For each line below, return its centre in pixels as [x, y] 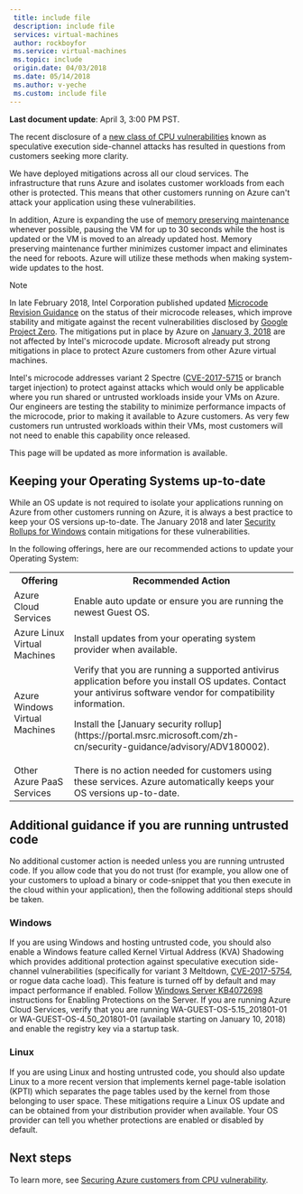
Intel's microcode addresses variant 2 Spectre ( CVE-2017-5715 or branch [146, 378]
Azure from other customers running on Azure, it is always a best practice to [151, 512]
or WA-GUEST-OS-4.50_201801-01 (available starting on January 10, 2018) [147, 1019]
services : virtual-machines [66, 34]
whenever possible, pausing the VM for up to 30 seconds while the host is [147, 229]
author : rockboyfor [50, 43]
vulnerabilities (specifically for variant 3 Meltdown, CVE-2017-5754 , [167, 971]
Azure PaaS [39, 782]
